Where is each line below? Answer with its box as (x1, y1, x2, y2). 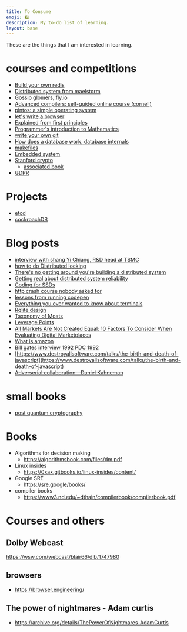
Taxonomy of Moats (14, 312, 64, 320)
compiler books (14, 487, 53, 494)
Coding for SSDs (14, 281, 56, 288)
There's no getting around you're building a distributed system (14, 269, 166, 276)
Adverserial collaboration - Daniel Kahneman (14, 369, 123, 376)
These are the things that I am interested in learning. (6, 41, 133, 48)
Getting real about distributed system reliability (14, 275, 128, 282)
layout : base (6, 25, 38, 31)
